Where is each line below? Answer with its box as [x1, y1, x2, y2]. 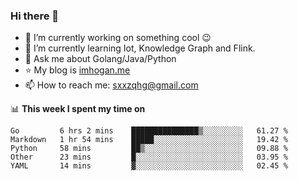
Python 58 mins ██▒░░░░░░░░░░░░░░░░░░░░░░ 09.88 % [10, 144, 288, 154]
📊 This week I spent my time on [10, 103, 146, 115]
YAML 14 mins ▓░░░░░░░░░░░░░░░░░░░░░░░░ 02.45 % [10, 161, 288, 171]
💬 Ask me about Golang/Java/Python [24, 53, 177, 65]
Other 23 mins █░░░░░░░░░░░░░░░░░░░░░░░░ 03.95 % [10, 152, 288, 163]
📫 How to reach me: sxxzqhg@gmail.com [24, 79, 199, 91]
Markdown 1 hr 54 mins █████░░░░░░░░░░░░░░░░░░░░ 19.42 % [10, 135, 288, 145]
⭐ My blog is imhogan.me [24, 64, 131, 76]
